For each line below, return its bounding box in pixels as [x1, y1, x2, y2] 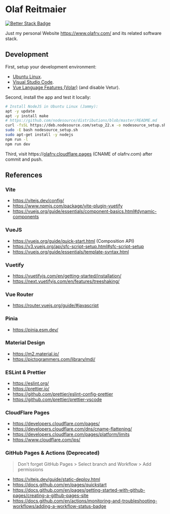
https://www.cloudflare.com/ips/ [12, 437, 81, 443]
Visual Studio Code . [12, 79, 54, 85]
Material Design [5, 339, 45, 346]
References [5, 171, 42, 179]
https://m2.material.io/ [12, 351, 59, 357]
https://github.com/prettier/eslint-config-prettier [12, 391, 113, 397]
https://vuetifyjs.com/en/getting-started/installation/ [12, 273, 121, 279]
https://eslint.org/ [12, 380, 49, 386]
